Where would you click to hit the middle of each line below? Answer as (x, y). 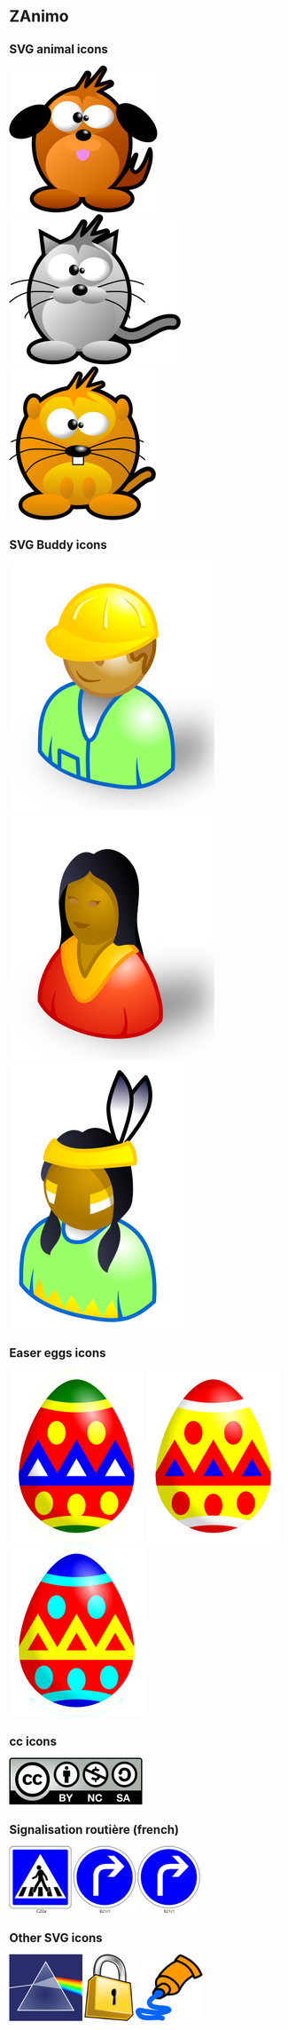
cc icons (33, 1742)
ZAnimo (39, 16)
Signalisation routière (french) (94, 1830)
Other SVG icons (56, 1938)
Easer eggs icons (58, 1353)
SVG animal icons (59, 49)
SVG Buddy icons (58, 545)
